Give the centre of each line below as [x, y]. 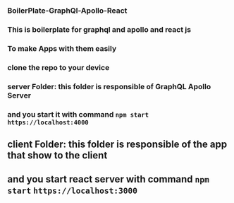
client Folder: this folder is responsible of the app [117, 144]
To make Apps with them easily [62, 48]
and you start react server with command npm [109, 179]
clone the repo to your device [58, 67]
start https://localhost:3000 [73, 191]
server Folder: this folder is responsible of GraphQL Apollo [109, 86]
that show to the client [57, 155]
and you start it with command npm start [78, 114]
